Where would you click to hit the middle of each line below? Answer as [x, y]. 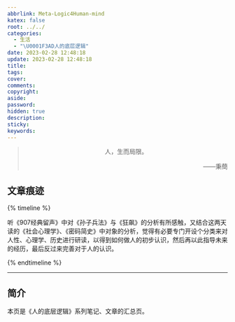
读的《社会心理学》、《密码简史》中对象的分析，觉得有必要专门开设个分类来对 [117, 231]
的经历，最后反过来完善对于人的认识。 [62, 248]
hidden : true [26, 111]
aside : [17, 99]
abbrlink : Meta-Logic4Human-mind [56, 14]
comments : [22, 85]
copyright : [23, 92]
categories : [24, 33]
